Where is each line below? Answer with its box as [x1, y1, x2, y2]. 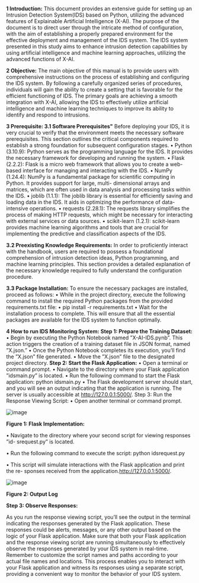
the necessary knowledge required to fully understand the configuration [6, 267, 182, 274]
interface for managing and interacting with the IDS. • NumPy [23, 167, 173, 174]
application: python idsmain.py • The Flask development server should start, [6, 379, 193, 385]
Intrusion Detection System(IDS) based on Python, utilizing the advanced [6, 11, 184, 18]
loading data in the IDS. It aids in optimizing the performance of [6, 198, 161, 206]
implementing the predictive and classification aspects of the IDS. [6, 230, 166, 237]
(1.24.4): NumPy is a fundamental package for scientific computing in [6, 174, 175, 180]
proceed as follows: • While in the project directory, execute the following [6, 291, 185, 298]
